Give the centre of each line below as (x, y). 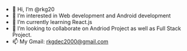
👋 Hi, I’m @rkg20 (33, 9)
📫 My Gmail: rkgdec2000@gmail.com (60, 41)
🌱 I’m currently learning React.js (52, 22)
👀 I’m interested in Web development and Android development (91, 16)
